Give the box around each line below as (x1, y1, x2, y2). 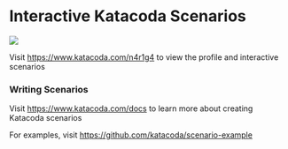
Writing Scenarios (9, 83, 89, 95)
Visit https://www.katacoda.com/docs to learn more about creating (9, 103, 253, 114)
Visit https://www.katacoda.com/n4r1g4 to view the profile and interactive (9, 51, 279, 63)
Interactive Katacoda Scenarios (9, 6, 246, 26)
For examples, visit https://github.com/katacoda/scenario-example (9, 130, 253, 140)
